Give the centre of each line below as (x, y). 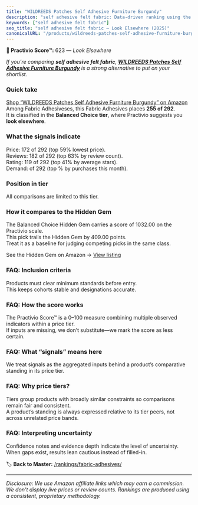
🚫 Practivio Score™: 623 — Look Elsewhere (59, 50)
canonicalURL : (24, 34)
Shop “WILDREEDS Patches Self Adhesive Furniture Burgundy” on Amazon (97, 102)
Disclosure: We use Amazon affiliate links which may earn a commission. (95, 483)
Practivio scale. (25, 231)
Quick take (22, 90)
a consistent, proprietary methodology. (54, 496)
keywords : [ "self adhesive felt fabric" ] (58, 22)
